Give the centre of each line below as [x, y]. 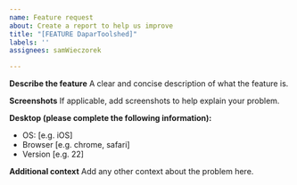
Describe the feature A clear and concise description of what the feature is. [149, 84]
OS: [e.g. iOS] [47, 135]
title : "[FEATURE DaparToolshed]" [74, 34]
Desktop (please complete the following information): [111, 118]
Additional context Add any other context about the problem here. [132, 172]
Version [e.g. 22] [53, 154]
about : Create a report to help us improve [91, 26]
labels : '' [29, 42]
